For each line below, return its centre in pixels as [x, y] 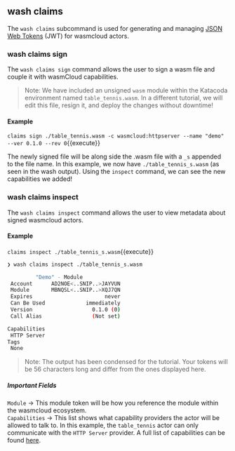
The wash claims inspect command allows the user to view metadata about [116, 213]
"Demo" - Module [59, 277]
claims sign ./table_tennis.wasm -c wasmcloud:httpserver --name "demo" [116, 136]
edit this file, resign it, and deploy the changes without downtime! [119, 105]
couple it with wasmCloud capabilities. [63, 77]
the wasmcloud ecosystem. [47, 410]
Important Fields [32, 385]
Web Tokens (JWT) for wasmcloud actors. [68, 36]
